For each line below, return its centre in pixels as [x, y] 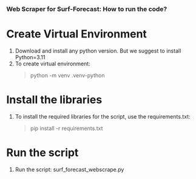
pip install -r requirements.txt [66, 128]
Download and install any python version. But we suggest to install [98, 51]
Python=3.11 [30, 57]
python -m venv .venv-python [67, 75]
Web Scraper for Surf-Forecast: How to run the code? [87, 9]
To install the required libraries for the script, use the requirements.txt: [103, 116]
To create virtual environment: [53, 63]
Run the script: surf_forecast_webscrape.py [69, 169]
